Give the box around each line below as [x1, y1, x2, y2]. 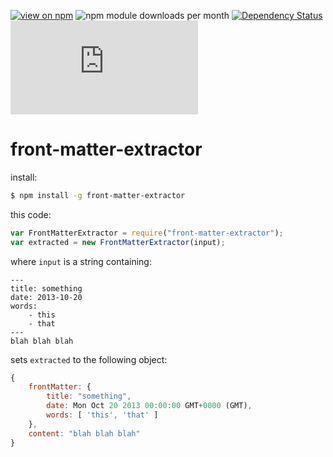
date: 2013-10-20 [10, 292, 83, 302]
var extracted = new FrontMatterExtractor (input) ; [10, 237, 226, 247]
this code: [10, 208, 52, 220]
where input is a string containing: [10, 255, 152, 267]
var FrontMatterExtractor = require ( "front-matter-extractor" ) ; [10, 228, 284, 238]
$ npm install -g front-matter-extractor [10, 190, 186, 200]
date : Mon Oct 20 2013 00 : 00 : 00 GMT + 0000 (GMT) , [46, 401, 253, 411]
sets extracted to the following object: [10, 353, 168, 365]
